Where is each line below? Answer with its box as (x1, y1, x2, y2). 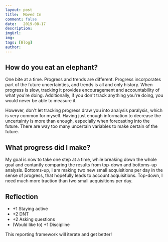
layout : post (5, 7, 33, 13)
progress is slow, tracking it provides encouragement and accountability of (5, 87, 160, 93)
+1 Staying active (12, 206, 48, 212)
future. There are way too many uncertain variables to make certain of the (5, 123, 158, 129)
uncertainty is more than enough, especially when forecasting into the (5, 118, 150, 124)
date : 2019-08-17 (5, 21, 46, 27)
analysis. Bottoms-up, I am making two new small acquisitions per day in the (5, 167, 163, 173)
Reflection (5, 192, 39, 201)
